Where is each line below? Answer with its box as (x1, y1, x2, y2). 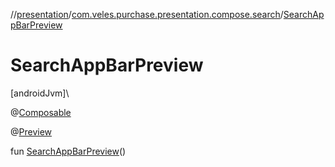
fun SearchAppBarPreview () (10, 145, 127, 157)
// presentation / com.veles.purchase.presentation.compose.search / (10, 9, 284, 20)
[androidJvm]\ (10, 87, 70, 99)
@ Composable (10, 106, 72, 118)
